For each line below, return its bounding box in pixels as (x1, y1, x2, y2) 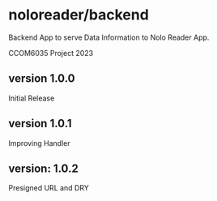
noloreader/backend (8, 6, 150, 24)
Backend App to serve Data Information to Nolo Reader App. (8, 32, 210, 42)
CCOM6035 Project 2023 (8, 48, 94, 58)
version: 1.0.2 (8, 161, 79, 175)
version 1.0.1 (8, 117, 72, 130)
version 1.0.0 (8, 71, 75, 86)
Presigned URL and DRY (8, 183, 89, 193)
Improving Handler (8, 138, 70, 148)
